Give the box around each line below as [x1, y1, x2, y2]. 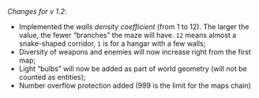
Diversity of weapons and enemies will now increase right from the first [18, 47, 252, 56]
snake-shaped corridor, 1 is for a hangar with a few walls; [18, 39, 206, 48]
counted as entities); [18, 73, 86, 81]
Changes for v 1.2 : [7, 7, 67, 16]
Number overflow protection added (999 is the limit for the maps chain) [18, 81, 252, 90]
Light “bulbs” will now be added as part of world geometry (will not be [18, 64, 247, 73]
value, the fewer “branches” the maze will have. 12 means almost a [18, 31, 237, 40]
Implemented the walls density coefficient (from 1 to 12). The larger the [18, 22, 250, 31]
